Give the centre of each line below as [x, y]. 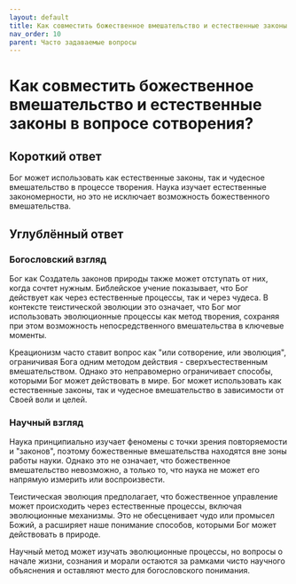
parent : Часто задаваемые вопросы [73, 42]
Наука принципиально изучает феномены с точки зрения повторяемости [148, 442]
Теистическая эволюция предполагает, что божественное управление [144, 497]
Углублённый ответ [66, 234]
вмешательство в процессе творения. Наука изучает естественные [138, 187]
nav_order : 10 [35, 34]
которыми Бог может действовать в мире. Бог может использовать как [145, 380]
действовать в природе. [55, 534]
